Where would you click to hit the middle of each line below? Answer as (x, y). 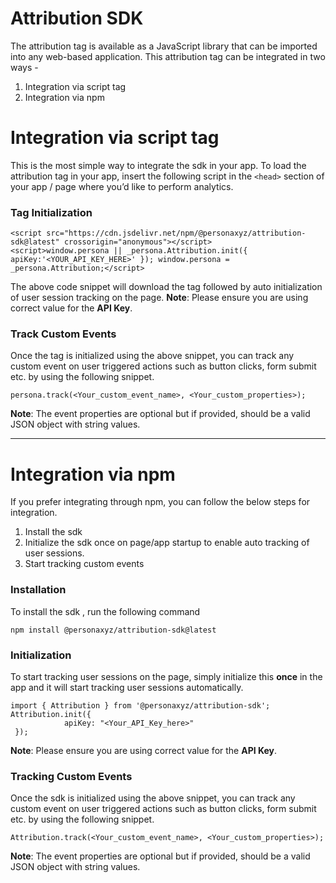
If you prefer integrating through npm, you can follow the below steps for (160, 502)
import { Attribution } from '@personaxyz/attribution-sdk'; (140, 706)
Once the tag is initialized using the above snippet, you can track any (152, 356)
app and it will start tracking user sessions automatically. (127, 687)
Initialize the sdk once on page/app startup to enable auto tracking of (167, 543)
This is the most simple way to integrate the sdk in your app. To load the (158, 165)
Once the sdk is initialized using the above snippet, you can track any (153, 798)
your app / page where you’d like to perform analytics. (122, 186)
